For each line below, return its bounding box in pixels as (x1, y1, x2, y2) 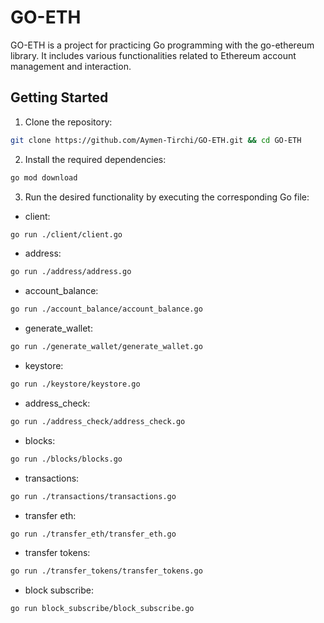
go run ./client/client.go (10, 229, 123, 240)
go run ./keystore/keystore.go (10, 379, 141, 389)
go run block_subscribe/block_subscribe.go (10, 604, 195, 614)
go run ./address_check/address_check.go (10, 416, 186, 426)
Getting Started (10, 89, 109, 106)
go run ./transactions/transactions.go (10, 491, 177, 501)
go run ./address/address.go (10, 267, 132, 277)
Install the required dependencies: (24, 153, 167, 165)
